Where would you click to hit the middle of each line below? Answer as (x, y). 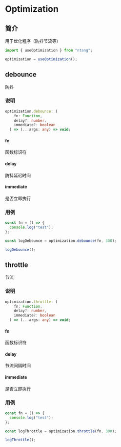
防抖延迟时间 (18, 175)
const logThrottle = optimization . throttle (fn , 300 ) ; (61, 431)
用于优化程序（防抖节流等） (33, 41)
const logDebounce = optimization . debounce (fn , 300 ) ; (61, 241)
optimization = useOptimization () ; (41, 59)
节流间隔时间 (18, 366)
